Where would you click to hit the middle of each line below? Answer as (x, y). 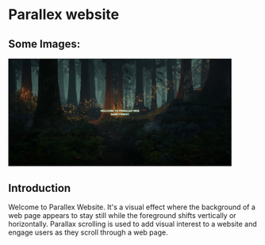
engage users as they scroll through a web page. (88, 232)
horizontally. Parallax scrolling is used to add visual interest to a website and (132, 224)
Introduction (40, 188)
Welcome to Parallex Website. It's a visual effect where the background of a (132, 207)
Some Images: (44, 44)
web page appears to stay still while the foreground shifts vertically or (122, 216)
